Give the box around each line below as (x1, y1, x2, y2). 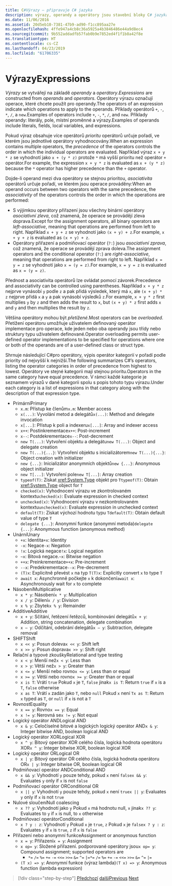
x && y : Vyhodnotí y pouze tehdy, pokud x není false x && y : (20, 772, 147, 778)
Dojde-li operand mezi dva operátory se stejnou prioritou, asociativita (5, 176, 153, 182)
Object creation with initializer (20, 455, 83, 461)
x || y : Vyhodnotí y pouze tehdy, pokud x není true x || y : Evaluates (20, 789, 166, 795)
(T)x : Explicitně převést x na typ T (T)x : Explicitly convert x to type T (20, 570, 163, 576)
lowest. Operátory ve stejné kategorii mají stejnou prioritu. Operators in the (5, 369, 161, 375)
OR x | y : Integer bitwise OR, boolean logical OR (20, 761, 122, 768)
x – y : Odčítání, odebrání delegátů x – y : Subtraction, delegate (20, 624, 153, 631)
